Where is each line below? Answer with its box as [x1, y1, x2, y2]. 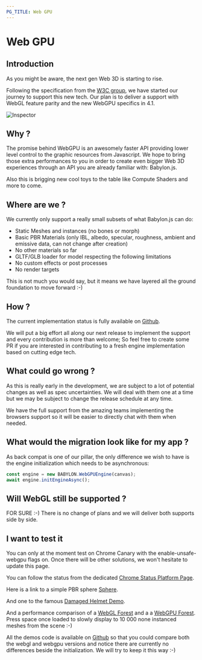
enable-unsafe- [157, 549, 197, 557]
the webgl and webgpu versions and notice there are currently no [6, 640, 169, 647]
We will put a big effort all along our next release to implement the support [6, 329, 191, 337]
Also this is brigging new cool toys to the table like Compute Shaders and [6, 176, 188, 183]
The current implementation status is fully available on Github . [6, 318, 160, 325]
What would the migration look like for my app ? [6, 437, 189, 447]
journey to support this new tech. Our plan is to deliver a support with [6, 93, 179, 100]
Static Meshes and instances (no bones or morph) [14, 227, 140, 235]
